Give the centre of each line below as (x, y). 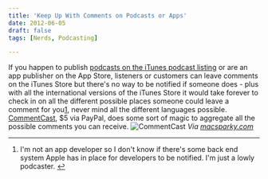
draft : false (30, 30)
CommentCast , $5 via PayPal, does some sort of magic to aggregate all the (132, 118)
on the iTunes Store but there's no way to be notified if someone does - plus (134, 84)
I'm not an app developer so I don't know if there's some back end (129, 150)
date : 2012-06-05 (37, 23)
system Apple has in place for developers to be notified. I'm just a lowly (137, 158)
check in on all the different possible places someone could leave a (119, 101)
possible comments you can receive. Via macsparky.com (131, 126)
